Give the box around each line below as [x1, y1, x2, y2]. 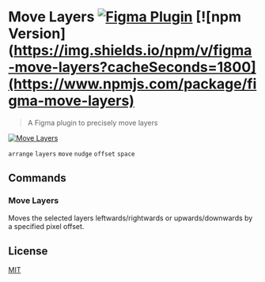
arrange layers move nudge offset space [8, 150, 135, 158]
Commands [8, 171, 67, 185]
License [8, 245, 48, 258]
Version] [8, 24, 66, 43]
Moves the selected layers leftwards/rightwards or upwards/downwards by [8, 213, 253, 223]
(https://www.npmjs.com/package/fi [8, 75, 257, 93]
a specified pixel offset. [8, 221, 85, 231]
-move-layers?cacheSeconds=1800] [8, 58, 257, 77]
